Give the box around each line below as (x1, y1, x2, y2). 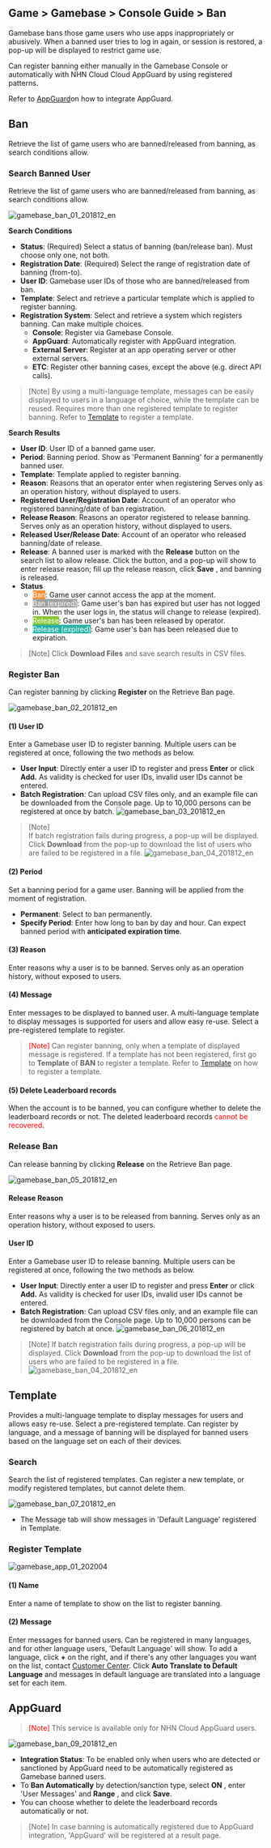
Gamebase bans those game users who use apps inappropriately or (8, 28, 235, 37)
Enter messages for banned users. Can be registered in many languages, (8, 1635, 252, 1645)
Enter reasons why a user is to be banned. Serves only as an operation (8, 963, 244, 973)
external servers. (32, 353, 89, 363)
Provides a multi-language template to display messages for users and (8, 1410, 244, 1420)
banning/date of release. (19, 538, 103, 547)
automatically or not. (19, 1806, 89, 1816)
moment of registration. (8, 893, 87, 903)
